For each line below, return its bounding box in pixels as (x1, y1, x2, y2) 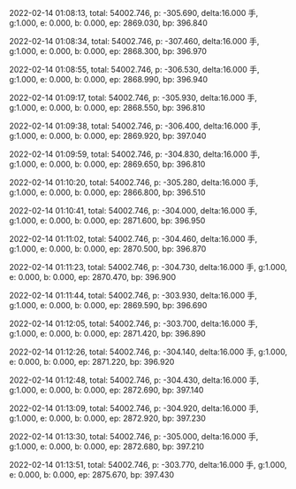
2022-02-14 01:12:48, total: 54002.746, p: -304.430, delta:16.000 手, (9, 375, 259, 385)
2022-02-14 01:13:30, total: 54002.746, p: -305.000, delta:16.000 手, (9, 431, 259, 441)
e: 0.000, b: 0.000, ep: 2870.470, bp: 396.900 (9, 272, 177, 282)
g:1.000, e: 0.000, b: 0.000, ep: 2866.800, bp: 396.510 (9, 187, 206, 198)
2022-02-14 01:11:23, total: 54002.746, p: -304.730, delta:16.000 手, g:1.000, (9, 262, 288, 272)
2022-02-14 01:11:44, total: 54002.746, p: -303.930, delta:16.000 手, (9, 291, 258, 300)
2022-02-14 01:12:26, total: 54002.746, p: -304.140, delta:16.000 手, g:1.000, (9, 346, 288, 357)
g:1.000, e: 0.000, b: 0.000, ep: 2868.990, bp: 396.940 (9, 74, 209, 84)
